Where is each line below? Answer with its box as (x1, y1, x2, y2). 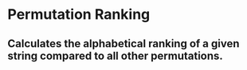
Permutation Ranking (7, 6, 151, 24)
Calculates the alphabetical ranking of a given (7, 37, 240, 50)
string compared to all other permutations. (7, 49, 224, 62)
